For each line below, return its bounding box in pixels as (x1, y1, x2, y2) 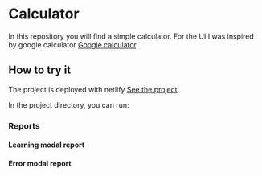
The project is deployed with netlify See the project (8, 84, 178, 94)
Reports (8, 120, 40, 131)
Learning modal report (8, 140, 85, 149)
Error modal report (8, 158, 72, 168)
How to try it (8, 63, 72, 77)
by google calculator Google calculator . (8, 39, 139, 49)
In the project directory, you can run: (8, 100, 129, 109)
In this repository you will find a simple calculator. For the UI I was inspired (8, 31, 255, 41)
